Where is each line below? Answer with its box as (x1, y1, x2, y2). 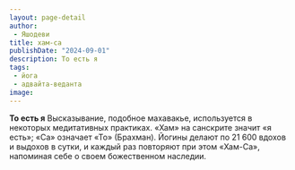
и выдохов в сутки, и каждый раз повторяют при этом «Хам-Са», (9, 140, 260, 152)
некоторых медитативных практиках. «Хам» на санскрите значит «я (9, 122, 272, 132)
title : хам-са (9, 38, 63, 47)
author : (9, 21, 39, 30)
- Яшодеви (13, 30, 50, 38)
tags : (9, 64, 30, 72)
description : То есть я (9, 55, 99, 64)
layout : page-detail (9, 13, 87, 22)
